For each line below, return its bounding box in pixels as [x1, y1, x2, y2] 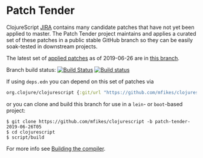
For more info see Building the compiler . [6, 145, 106, 152]
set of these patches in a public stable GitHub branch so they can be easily [6, 36, 193, 43]
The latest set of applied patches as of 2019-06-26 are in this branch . [6, 54, 180, 62]
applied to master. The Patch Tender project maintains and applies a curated [6, 30, 196, 37]
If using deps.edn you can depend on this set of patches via [6, 78, 154, 85]
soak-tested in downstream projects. [6, 43, 98, 50]
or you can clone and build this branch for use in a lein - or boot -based [6, 100, 183, 107]
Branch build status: [6, 66, 56, 73]
